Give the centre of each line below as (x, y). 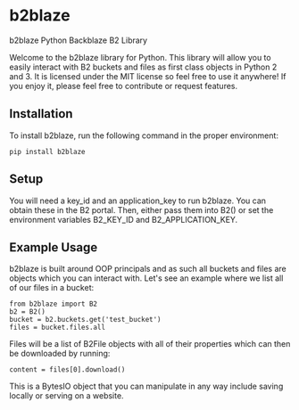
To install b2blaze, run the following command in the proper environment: (144, 135)
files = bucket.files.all (57, 328)
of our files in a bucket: (52, 288)
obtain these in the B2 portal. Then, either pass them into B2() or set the (141, 209)
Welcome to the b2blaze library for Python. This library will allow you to (140, 57)
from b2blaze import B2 (54, 304)
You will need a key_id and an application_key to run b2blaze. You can (137, 201)
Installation (41, 114)
